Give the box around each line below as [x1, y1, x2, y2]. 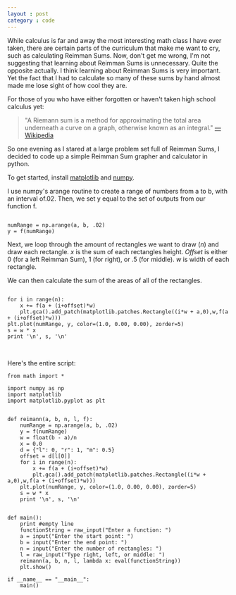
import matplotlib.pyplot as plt [7, 397, 106, 404]
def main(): [7, 514, 42, 521]
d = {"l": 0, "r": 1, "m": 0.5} [20, 446, 115, 453]
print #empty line [20, 520, 74, 527]
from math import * [7, 372, 65, 380]
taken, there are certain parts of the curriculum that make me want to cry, [7, 44, 221, 52]
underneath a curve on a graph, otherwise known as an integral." [24, 123, 213, 132]
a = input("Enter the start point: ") [20, 532, 134, 539]
